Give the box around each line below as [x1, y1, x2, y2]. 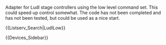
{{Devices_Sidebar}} [5, 35, 49, 40]
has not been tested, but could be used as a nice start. [5, 15, 120, 21]
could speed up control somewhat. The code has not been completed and [5, 10, 161, 16]
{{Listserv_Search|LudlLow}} [5, 25, 65, 31]
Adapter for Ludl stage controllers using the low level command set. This [5, 5, 158, 10]
